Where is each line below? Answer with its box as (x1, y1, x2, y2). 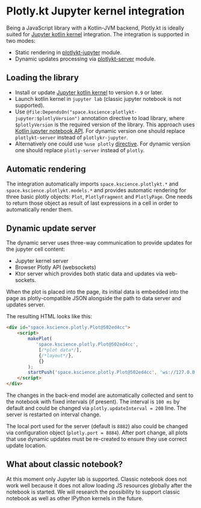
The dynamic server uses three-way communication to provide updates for (6, 239, 193, 246)
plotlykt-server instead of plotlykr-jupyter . (14, 133, 128, 141)
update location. (6, 442, 47, 449)
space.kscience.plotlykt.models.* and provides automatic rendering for (6, 186, 187, 194)
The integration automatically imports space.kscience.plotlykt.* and (6, 180, 179, 187)
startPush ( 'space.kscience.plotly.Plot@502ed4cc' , (28, 370, 158, 376)
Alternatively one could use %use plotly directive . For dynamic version (14, 140, 191, 147)
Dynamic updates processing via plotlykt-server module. (14, 55, 156, 62)
